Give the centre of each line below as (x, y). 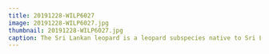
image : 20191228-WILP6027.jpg (59, 23)
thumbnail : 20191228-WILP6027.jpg (66, 30)
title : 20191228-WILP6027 (51, 15)
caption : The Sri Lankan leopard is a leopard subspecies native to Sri (132, 38)
